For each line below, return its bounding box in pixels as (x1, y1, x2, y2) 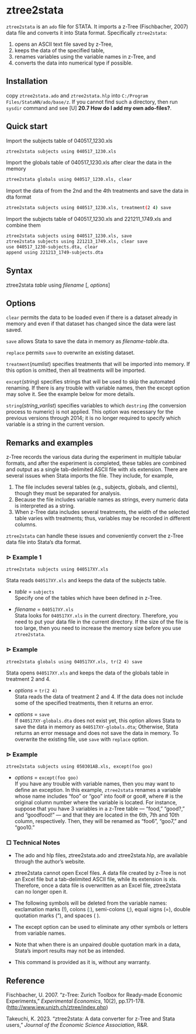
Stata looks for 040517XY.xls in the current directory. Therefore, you (14, 612, 178, 619)
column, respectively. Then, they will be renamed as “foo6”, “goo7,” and (14, 818, 187, 825)
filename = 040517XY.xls (14, 606, 74, 613)
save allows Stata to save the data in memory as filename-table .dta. (6, 338, 169, 345)
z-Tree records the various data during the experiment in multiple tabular (6, 454, 181, 461)
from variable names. (14, 929, 66, 937)
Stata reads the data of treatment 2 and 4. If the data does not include (14, 693, 183, 700)
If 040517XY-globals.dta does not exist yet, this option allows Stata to (14, 717, 181, 724)
